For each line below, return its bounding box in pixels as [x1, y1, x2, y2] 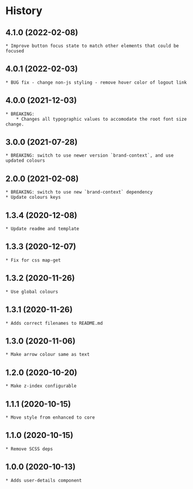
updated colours [5, 158, 45, 164]
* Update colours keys [5, 195, 61, 201]
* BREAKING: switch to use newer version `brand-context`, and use [5, 152, 174, 159]
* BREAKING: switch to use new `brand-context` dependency [5, 189, 153, 195]
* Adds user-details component [5, 477, 82, 483]
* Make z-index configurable [5, 383, 77, 389]
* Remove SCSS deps [5, 446, 53, 452]
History [5, 4, 43, 18]
